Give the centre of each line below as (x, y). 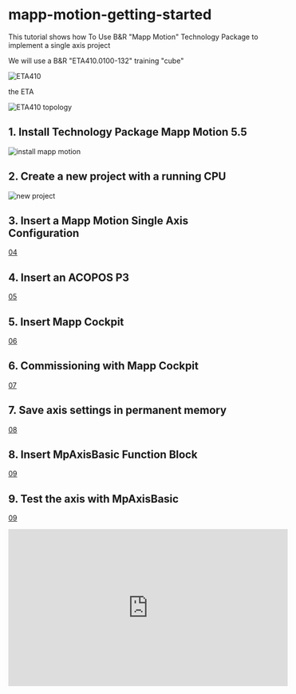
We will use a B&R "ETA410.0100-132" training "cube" (96, 61)
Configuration (44, 233)
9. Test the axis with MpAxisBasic (94, 499)
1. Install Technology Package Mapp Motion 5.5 (128, 132)
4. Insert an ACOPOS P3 (69, 277)
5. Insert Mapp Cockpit (66, 322)
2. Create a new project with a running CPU (117, 177)
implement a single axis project (59, 45)
